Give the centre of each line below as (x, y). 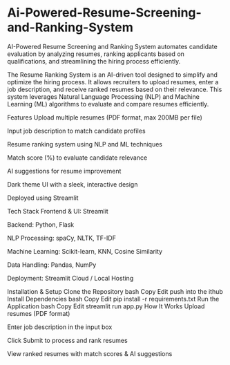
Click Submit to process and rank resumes (67, 340)
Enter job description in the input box (60, 327)
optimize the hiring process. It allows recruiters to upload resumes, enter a (113, 82)
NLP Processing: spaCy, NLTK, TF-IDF (61, 238)
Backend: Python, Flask (41, 224)
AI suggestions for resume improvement (64, 171)
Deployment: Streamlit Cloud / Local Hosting (70, 278)
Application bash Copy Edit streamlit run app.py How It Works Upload (106, 306)
